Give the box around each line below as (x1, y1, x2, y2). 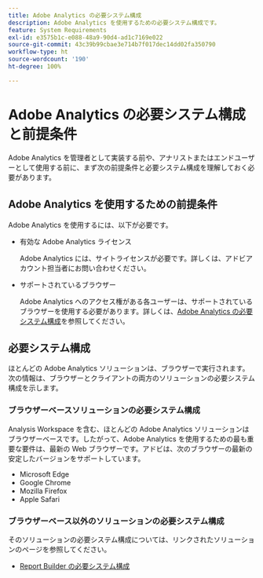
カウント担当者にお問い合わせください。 (19, 263, 151, 273)
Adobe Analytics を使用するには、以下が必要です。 (8, 220, 173, 229)
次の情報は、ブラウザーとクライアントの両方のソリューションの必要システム (8, 374, 255, 383)
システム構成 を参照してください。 (19, 316, 130, 326)
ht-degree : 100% (8, 63, 61, 71)
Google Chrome (19, 477, 71, 487)
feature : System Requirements (8, 26, 108, 34)
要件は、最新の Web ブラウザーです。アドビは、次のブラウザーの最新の (21, 444, 253, 453)
